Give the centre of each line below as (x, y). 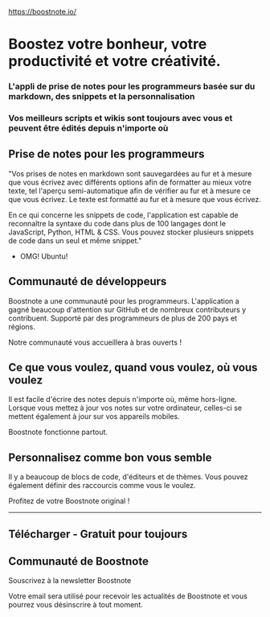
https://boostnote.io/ (42, 12)
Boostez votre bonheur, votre (108, 44)
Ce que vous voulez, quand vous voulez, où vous (133, 368)
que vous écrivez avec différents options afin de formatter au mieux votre (130, 182)
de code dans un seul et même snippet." (75, 240)
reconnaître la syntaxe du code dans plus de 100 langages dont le (117, 223)
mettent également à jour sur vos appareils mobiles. (94, 416)
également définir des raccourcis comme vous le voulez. (102, 486)
